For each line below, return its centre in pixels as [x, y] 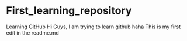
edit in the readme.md [33, 32]
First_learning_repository [69, 11]
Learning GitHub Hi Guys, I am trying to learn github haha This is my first [93, 27]
